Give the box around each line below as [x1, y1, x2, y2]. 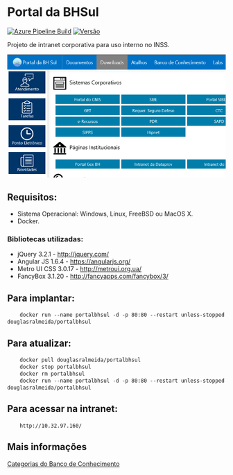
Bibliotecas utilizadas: [7, 234, 84, 244]
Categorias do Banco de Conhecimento [7, 459, 120, 468]
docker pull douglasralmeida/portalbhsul [19, 356, 141, 364]
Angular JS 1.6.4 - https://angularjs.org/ [17, 257, 131, 266]
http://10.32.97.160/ [19, 422, 82, 429]
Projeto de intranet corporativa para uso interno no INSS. [7, 40, 170, 49]
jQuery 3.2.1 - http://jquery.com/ [17, 250, 110, 259]
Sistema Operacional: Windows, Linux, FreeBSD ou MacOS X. [17, 209, 193, 218]
